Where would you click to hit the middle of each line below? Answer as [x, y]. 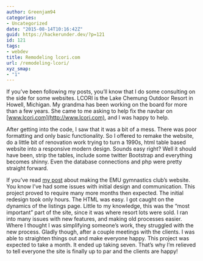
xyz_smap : [19, 69]
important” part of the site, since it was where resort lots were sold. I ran [97, 213]
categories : [21, 18]
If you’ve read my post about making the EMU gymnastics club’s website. [98, 180]
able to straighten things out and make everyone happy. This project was [98, 238]
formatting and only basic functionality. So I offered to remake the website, [100, 136]
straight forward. [27, 168]
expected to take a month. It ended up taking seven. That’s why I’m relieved [101, 245]
